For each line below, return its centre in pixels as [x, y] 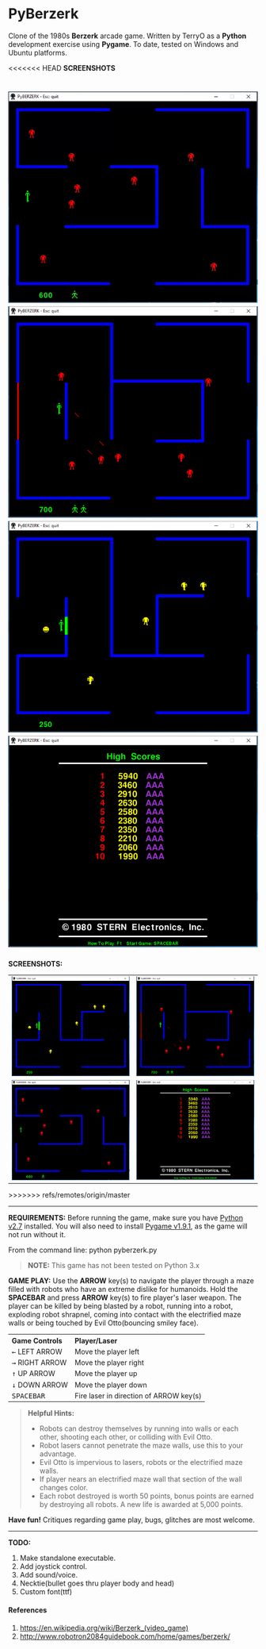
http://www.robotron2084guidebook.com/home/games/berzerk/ [125, 1636]
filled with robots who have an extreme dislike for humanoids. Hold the [123, 1290]
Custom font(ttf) [46, 1592]
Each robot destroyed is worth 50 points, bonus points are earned [147, 1496]
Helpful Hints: [51, 1413]
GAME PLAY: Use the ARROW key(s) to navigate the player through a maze [131, 1281]
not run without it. [37, 1235]
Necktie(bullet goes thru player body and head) [97, 1583]
